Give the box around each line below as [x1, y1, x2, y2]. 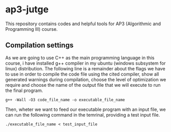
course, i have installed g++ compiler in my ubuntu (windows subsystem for [5, 60, 166, 66]
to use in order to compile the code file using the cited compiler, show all [5, 71, 159, 77]
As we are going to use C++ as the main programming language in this [5, 54, 155, 61]
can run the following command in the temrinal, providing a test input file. [5, 111, 160, 118]
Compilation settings [5, 41, 73, 50]
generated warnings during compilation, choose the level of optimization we [5, 76, 166, 83]
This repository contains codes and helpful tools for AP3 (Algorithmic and [5, 21, 161, 27]
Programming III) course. [5, 26, 58, 32]
